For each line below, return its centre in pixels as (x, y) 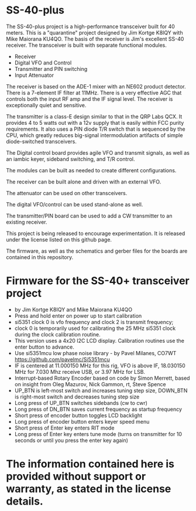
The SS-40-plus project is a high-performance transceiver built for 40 (91, 26)
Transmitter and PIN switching (51, 69)
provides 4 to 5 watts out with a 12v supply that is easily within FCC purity (95, 122)
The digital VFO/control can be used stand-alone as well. (75, 204)
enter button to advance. (44, 347)
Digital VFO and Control (43, 63)
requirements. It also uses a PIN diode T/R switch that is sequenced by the (96, 129)
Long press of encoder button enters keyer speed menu (82, 421)
